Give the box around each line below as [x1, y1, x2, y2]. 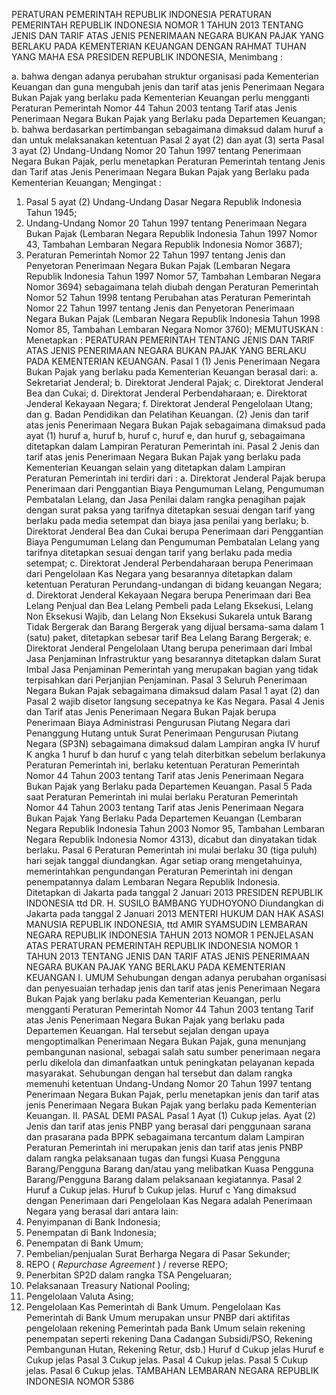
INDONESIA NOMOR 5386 [25, 1375, 135, 1387]
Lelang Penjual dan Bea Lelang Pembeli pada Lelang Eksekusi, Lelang [25, 600, 314, 611]
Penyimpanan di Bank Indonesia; [25, 1216, 161, 1228]
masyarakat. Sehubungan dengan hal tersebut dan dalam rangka [25, 1067, 293, 1079]
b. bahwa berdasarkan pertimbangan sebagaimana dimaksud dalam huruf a [11, 124, 324, 135]
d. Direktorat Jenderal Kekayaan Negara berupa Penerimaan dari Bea [25, 589, 311, 601]
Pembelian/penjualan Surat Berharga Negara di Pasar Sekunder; [25, 1248, 291, 1259]
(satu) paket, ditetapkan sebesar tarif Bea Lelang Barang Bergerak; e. [25, 632, 312, 643]
